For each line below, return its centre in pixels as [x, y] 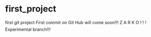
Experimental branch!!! [28, 29]
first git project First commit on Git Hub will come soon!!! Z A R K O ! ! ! [76, 22]
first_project [31, 9]
